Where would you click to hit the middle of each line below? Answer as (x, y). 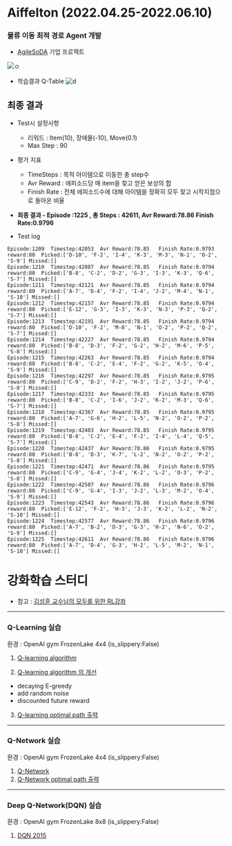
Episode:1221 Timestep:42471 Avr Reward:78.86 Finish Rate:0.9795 (111, 467)
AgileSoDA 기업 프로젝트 (51, 52)
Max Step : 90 (47, 146)
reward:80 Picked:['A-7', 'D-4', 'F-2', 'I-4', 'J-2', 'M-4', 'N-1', (111, 292)
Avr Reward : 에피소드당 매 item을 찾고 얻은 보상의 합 (99, 183)
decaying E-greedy (45, 686)
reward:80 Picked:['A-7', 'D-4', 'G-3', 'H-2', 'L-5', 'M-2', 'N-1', (111, 545)
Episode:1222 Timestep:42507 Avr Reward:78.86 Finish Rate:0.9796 (111, 485)
